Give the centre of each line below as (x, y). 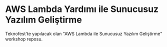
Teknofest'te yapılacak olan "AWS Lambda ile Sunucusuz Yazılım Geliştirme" (84, 33)
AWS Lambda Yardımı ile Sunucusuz (82, 9)
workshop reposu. (24, 39)
